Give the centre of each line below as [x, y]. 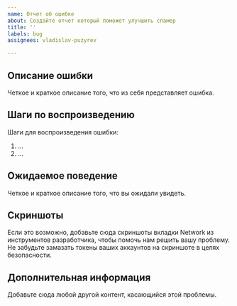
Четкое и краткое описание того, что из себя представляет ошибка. [111, 93]
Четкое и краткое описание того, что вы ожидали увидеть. [97, 193]
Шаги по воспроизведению [71, 115]
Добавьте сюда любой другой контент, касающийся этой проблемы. [112, 295]
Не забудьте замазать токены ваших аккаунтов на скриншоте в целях [114, 248]
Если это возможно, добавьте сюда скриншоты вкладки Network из [111, 233]
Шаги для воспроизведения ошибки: [63, 132]
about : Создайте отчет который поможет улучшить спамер [92, 21]
